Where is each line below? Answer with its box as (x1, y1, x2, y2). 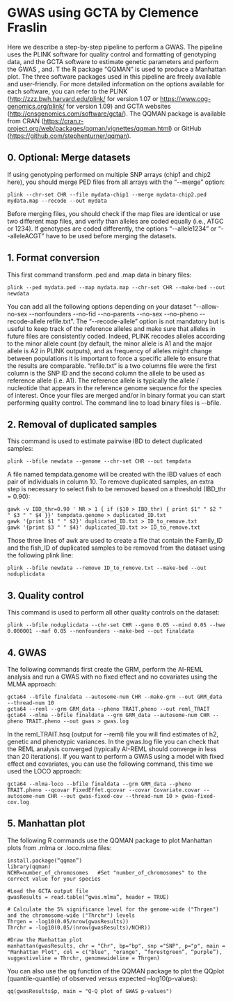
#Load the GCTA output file (7, 887, 89, 895)
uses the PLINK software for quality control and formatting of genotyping (7, 50, 217, 59)
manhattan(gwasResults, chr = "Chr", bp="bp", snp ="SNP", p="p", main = (7, 942, 226, 949)
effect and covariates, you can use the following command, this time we (7, 760, 214, 768)
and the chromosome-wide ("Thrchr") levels (7, 911, 136, 919)
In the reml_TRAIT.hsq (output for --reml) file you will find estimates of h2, (7, 730, 219, 738)
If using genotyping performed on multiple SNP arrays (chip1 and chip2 (7, 170, 211, 178)
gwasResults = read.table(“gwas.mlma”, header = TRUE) (7, 893, 170, 900)
